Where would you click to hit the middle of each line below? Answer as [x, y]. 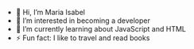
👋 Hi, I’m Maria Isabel [50, 12]
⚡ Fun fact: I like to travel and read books [83, 38]
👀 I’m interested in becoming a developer [83, 21]
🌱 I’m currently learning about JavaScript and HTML [101, 29]
